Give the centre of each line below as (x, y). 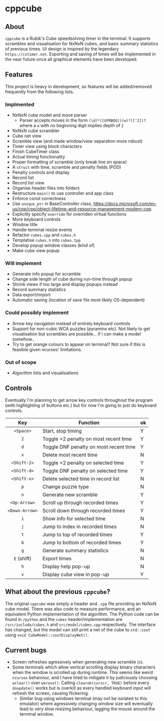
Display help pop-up (66, 566)
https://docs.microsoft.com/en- (125, 204)
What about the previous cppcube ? (58, 592)
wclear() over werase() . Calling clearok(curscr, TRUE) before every (81, 683)
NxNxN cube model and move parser (49, 115)
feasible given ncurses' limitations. (47, 349)
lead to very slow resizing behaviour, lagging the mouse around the (87, 709)
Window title (25, 225)
